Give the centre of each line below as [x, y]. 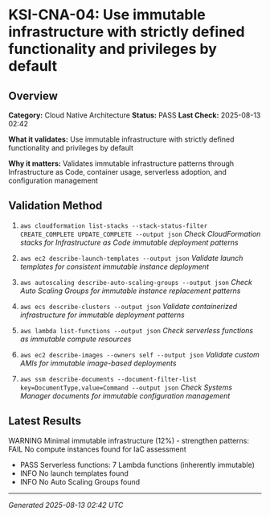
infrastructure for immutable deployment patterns [102, 315]
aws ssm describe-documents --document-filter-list [108, 379]
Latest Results [45, 421]
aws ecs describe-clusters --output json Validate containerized [129, 306]
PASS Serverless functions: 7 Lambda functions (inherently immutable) [137, 464]
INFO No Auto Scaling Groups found [80, 481]
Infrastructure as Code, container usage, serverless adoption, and [118, 172]
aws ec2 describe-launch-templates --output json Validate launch [131, 258]
